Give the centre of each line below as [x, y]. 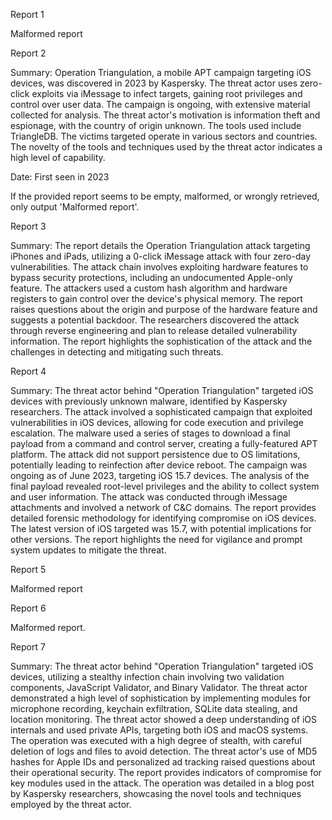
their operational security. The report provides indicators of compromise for [166, 772]
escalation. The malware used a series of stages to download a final [150, 433]
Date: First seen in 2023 [60, 177]
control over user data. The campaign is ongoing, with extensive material [160, 104]
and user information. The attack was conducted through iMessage [149, 497]
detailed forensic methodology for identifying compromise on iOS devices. [163, 518]
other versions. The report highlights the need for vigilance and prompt [156, 539]
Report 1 [27, 14]
